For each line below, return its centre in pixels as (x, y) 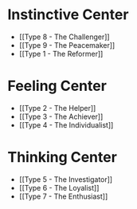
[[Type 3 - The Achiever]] (61, 116)
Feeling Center (57, 86)
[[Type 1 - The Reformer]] (61, 53)
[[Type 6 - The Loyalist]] (59, 187)
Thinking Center (62, 158)
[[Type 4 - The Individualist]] (66, 124)
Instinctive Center (68, 15)
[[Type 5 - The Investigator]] (66, 179)
